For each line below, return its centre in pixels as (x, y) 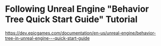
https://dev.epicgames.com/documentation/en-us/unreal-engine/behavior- (80, 33)
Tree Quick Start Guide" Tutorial (71, 19)
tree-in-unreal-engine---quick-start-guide (48, 38)
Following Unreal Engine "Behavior (77, 9)
